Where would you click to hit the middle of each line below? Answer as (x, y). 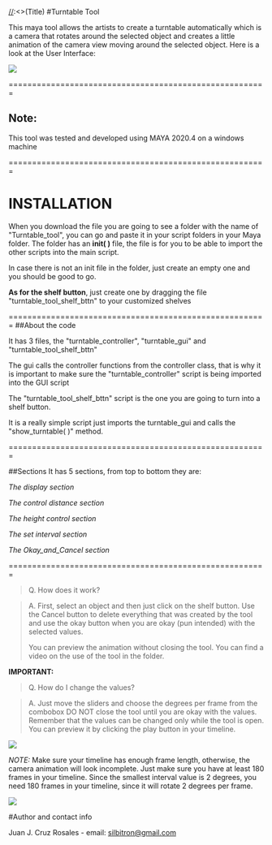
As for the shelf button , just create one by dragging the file (108, 292)
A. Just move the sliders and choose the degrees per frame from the (143, 703)
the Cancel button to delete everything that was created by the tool (140, 614)
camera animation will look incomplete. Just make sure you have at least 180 (136, 768)
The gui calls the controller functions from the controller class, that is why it (135, 365)
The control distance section (56, 502)
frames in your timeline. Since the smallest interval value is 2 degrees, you (133, 777)
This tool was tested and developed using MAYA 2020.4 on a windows (126, 138)
